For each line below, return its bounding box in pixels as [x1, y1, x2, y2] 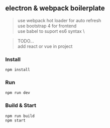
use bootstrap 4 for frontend [17, 23, 77, 29]
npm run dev [5, 90, 30, 95]
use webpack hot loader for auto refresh [17, 17, 101, 23]
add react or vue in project [17, 43, 73, 49]
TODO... [17, 38, 34, 44]
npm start [5, 118, 26, 123]
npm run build [5, 113, 35, 118]
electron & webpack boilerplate [5, 4, 105, 13]
